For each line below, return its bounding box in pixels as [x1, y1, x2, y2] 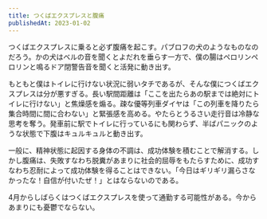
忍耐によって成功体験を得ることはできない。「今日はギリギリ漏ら [29, 165, 241, 175]
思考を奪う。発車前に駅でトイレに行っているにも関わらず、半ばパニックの [8, 119, 252, 128]
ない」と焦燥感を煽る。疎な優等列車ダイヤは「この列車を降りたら [42, 99, 260, 108]
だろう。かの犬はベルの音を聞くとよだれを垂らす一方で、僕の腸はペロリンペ [8, 52, 259, 61]
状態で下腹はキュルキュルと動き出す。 [22, 128, 147, 138]
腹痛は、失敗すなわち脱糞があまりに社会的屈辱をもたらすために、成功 [22, 155, 253, 165]
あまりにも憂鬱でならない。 [8, 202, 100, 212]
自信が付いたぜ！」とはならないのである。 [42, 175, 183, 185]
